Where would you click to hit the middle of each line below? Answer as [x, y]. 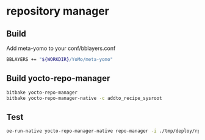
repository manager [58, 11]
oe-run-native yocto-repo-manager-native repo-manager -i [81, 131]
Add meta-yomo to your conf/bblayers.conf [61, 48]
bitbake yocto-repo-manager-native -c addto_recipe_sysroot [85, 98]
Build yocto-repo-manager [58, 78]
